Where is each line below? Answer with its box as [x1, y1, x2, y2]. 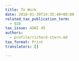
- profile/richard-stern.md [9, 35, 68, 40]
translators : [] [5, 44, 39, 49]
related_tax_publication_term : [5, 16, 70, 21]
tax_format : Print [5, 40, 43, 45]
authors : [5, 30, 23, 35]
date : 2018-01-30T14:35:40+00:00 [5, 12, 75, 17]
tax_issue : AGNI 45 [5, 26, 46, 31]
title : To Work [5, 7, 37, 12]
